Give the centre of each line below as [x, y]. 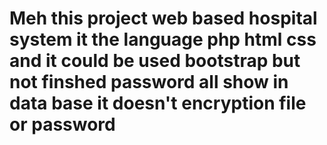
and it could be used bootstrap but [155, 61]
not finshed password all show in [149, 82]
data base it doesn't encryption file [158, 103]
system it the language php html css [163, 39]
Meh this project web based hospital [163, 18]
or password [62, 124]
